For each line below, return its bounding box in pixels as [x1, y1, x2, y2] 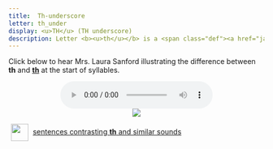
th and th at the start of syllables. [8, 66, 120, 75]
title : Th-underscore [8, 11, 85, 20]
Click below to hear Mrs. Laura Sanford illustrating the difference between [8, 57, 256, 66]
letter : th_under [8, 19, 67, 28]
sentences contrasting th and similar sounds [32, 127, 182, 137]
